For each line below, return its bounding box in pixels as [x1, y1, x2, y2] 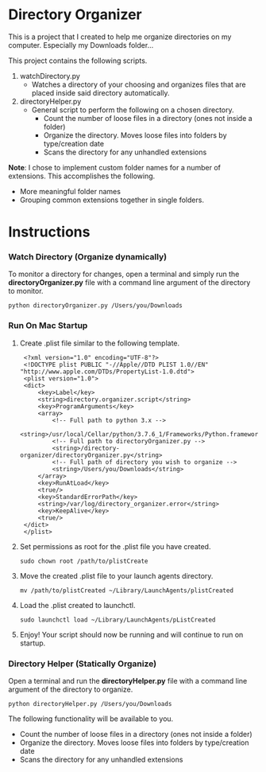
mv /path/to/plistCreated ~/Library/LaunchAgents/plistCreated [19, 587, 234, 595]
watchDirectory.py [19, 71, 81, 80]
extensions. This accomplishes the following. [8, 171, 156, 181]
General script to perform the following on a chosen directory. [31, 105, 234, 115]
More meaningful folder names [19, 186, 121, 196]
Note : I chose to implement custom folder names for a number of [8, 162, 221, 172]
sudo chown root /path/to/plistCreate [19, 557, 148, 565]
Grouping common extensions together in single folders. [19, 195, 205, 205]
